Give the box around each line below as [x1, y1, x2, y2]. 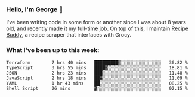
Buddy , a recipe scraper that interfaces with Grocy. [6, 31, 132, 38]
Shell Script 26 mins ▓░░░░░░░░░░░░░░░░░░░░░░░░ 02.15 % [6, 85, 188, 91]
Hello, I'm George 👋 [6, 5, 63, 14]
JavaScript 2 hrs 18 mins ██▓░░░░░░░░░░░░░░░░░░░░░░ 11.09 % [6, 75, 188, 81]
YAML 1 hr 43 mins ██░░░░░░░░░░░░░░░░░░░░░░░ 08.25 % [6, 80, 188, 86]
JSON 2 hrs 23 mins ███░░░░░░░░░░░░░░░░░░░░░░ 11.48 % [6, 70, 188, 76]
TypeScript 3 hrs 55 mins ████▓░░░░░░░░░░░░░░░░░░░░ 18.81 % [6, 64, 188, 70]
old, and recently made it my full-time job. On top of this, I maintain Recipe [6, 25, 189, 32]
